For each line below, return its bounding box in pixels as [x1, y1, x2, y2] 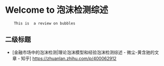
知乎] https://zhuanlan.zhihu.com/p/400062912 [21, 55, 117, 61]
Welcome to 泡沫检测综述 [5, 4, 109, 16]
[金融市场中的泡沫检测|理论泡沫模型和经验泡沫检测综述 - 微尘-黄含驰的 [12, 49, 155, 55]
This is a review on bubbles [14, 21, 76, 26]
